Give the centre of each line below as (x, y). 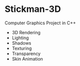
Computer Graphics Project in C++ (40, 23)
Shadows (21, 43)
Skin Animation (27, 59)
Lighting (20, 38)
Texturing (22, 48)
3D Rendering (26, 32)
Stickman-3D (33, 9)
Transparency (26, 54)
